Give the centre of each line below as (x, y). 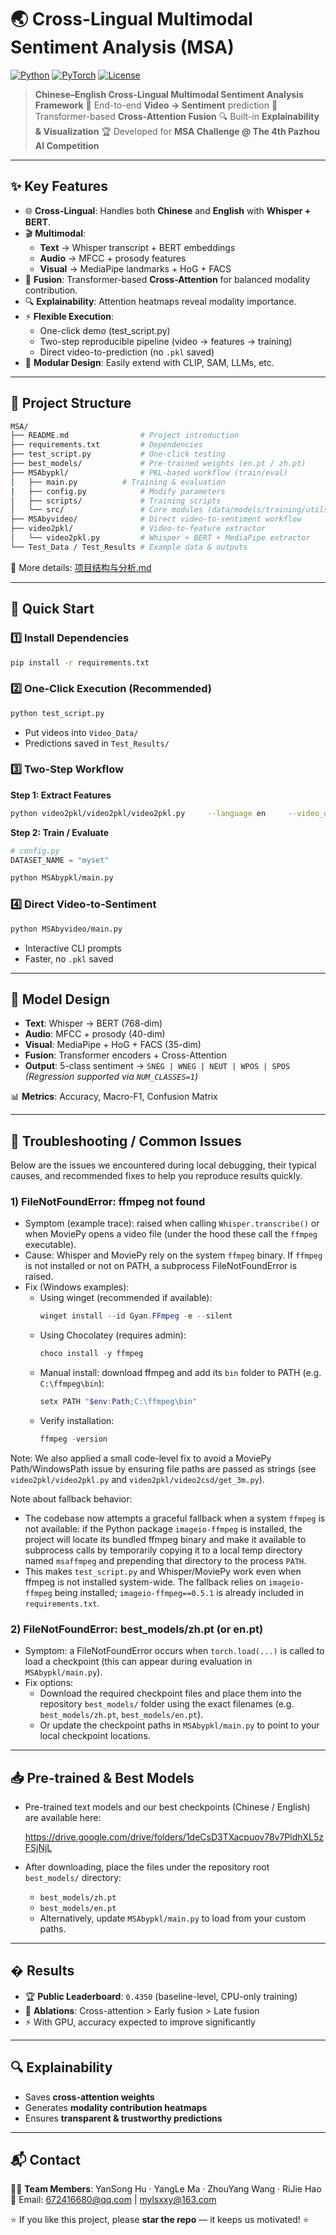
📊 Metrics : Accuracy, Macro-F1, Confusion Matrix (114, 1097)
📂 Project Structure (71, 403)
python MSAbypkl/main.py (62, 878)
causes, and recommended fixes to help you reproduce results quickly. (156, 1176)
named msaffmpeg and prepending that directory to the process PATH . (165, 1560)
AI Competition (67, 145)
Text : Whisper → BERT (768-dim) (93, 1023)
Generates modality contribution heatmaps (116, 2107)
